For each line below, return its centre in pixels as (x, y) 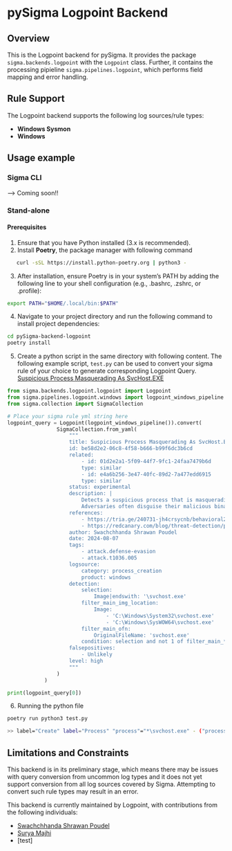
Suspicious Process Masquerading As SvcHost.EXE (90, 378)
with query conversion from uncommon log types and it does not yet (105, 776)
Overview (29, 38)
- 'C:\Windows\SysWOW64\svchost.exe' (160, 622)
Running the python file (50, 706)
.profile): (29, 290)
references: (86, 513)
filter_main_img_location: (120, 603)
